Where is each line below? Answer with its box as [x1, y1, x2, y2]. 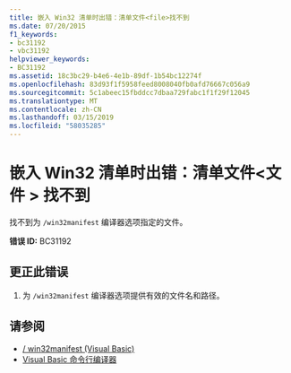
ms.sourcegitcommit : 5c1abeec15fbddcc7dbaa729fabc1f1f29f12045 [9, 88, 251, 97]
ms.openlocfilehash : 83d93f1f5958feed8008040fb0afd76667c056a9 [9, 80, 251, 89]
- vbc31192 [9, 47, 50, 56]
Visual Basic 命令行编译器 [21, 353, 117, 364]
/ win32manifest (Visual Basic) [21, 343, 135, 354]
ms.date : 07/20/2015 [9, 22, 87, 30]
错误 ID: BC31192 [9, 235, 72, 247]
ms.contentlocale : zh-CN [9, 105, 102, 114]
